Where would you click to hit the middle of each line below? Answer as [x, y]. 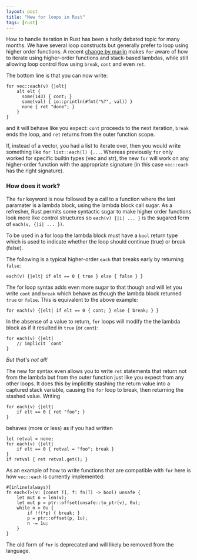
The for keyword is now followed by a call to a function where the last [91, 199]
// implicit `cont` [41, 344]
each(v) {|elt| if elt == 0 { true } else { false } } [75, 276]
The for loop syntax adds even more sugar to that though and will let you [94, 287]
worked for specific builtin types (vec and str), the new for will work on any [98, 158]
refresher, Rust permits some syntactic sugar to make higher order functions [99, 211]
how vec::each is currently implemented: [55, 476]
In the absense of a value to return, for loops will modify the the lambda [93, 321]
